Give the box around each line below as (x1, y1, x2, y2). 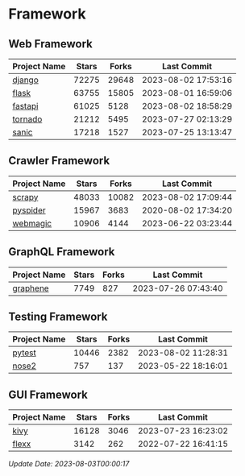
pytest (12, 347, 36, 358)
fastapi (12, 101, 39, 111)
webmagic (12, 217, 52, 229)
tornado (12, 114, 43, 125)
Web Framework (8, 37, 93, 51)
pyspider (12, 205, 46, 216)
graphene (12, 283, 50, 294)
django (12, 74, 39, 85)
